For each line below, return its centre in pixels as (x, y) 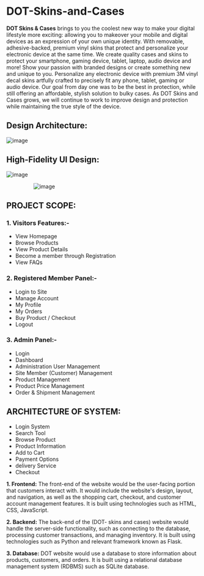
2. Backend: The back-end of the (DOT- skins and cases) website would (97, 521)
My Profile (28, 305)
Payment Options (37, 459)
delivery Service (36, 465)
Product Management (42, 379)
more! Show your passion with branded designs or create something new (99, 67)
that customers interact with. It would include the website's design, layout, (100, 490)
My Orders (29, 311)
